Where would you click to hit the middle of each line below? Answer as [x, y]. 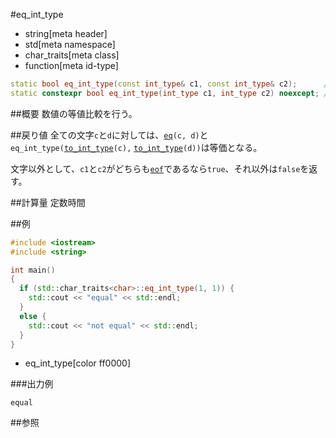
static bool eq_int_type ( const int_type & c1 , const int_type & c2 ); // [171, 84]
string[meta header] [66, 33]
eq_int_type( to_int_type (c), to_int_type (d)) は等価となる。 [136, 147]
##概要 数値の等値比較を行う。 [74, 113]
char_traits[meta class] [72, 55]
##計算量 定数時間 [48, 202]
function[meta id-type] [71, 65]
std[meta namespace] [70, 44]
